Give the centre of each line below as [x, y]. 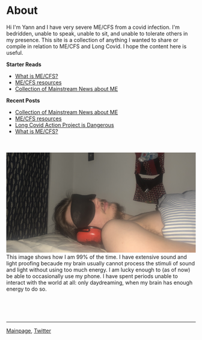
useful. [15, 52]
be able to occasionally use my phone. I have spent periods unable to [92, 276]
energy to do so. [26, 289]
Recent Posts [23, 100]
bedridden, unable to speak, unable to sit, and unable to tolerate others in [97, 33]
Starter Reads [24, 64]
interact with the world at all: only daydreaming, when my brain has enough [99, 282]
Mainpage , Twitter [29, 330]
